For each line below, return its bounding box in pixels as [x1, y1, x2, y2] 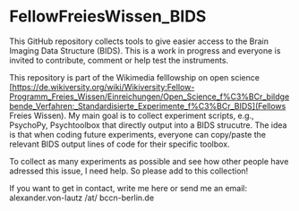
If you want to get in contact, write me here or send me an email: [9, 182, 248, 193]
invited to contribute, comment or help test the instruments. [9, 55, 229, 65]
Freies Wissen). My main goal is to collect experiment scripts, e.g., [9, 110, 254, 121]
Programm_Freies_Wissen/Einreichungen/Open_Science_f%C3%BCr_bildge [9, 91, 290, 102]
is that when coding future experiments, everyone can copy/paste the [9, 129, 267, 139]
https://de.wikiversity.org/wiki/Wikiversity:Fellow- [12, 81, 195, 92]
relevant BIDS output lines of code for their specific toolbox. [9, 139, 230, 149]
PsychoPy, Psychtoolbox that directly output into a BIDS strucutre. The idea [9, 119, 287, 131]
